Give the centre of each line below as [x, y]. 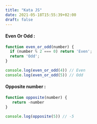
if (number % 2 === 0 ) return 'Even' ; [51, 52]
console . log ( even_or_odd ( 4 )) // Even [45, 70]
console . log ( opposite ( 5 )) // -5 [40, 116]
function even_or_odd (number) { [40, 47]
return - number [28, 102]
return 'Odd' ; [25, 56]
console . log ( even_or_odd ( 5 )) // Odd [44, 75]
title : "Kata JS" [24, 10]
